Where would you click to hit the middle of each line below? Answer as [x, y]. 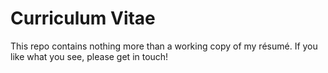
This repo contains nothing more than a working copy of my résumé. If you [164, 46]
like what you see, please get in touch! [89, 56]
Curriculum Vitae [83, 18]
